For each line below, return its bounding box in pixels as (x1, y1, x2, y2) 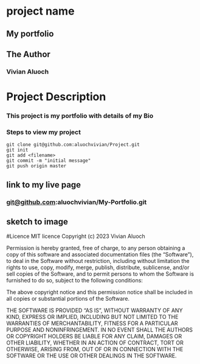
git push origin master (6, 163, 67, 169)
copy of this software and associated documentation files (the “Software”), (6, 251, 194, 258)
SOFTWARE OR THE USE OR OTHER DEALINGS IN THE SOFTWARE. (6, 352, 177, 360)
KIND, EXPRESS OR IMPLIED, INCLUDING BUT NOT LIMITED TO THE (6, 313, 179, 321)
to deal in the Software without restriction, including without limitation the (6, 257, 190, 265)
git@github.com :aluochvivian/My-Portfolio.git (6, 198, 147, 206)
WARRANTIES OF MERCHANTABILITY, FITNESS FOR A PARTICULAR (6, 320, 178, 327)
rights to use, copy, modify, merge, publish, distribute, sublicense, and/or (6, 264, 190, 271)
